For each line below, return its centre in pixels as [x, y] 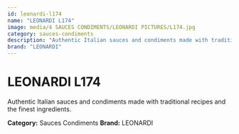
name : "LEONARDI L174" [41, 21]
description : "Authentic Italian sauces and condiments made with [108, 40]
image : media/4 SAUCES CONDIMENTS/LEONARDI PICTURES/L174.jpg [101, 27]
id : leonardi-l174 [34, 14]
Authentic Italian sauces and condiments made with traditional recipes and [117, 101]
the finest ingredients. [39, 109]
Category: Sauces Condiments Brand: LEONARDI [80, 123]
